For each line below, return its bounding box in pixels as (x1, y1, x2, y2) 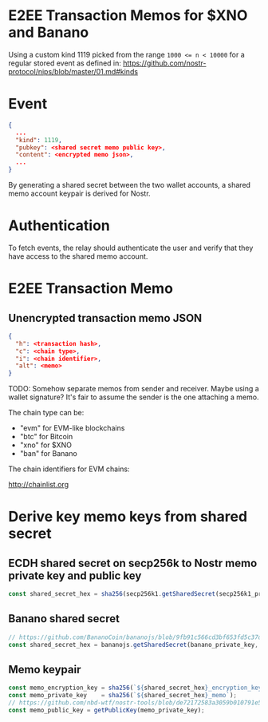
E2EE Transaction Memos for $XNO (8, 6, 248, 25)
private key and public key (8, 569, 142, 582)
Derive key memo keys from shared (8, 508, 248, 526)
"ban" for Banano (19, 449, 77, 458)
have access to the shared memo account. (8, 251, 148, 261)
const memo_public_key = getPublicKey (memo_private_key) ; (8, 706, 205, 715)
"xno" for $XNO (19, 440, 72, 450)
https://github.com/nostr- (122, 58, 207, 68)
